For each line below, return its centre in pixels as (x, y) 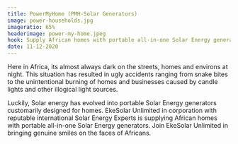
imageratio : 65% (31, 27)
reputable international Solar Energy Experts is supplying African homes (112, 118)
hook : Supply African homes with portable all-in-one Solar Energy (109, 40)
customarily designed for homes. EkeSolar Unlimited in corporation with (112, 110)
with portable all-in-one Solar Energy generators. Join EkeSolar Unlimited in (118, 125)
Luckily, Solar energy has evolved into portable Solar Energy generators (112, 103)
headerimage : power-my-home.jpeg (57, 34)
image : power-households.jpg (50, 20)
